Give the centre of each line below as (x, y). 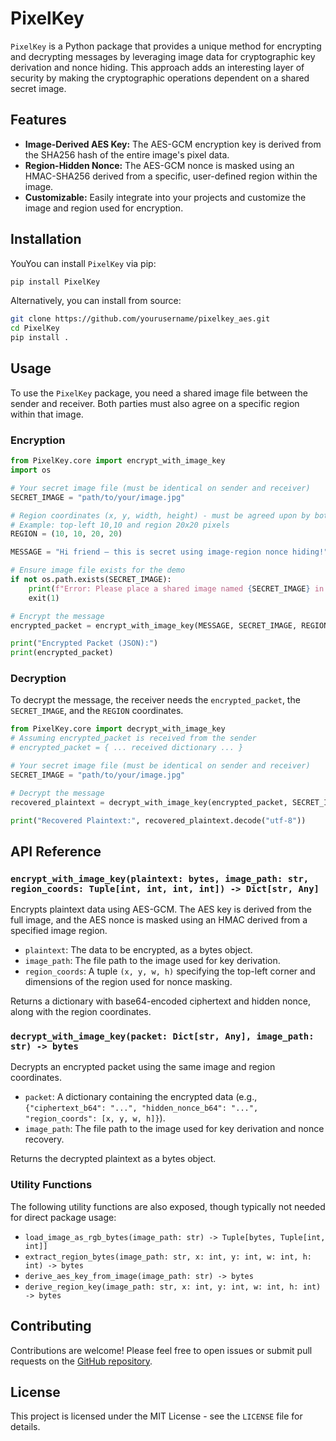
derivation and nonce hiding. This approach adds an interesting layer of (157, 67)
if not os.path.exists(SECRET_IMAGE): (91, 580)
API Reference (56, 851)
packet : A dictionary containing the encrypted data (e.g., (141, 1097)
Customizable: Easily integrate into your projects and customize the (165, 197)
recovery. (44, 1139)
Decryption (38, 679)
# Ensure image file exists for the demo (98, 570)
